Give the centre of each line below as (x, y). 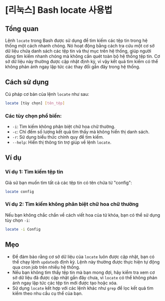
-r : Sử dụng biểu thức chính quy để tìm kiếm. (58, 137)
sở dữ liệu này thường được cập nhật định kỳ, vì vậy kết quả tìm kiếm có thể (82, 61)
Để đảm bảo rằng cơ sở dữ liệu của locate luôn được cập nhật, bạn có (83, 257)
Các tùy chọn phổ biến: (33, 115)
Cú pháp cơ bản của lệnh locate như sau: (47, 94)
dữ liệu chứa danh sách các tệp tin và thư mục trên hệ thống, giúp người (78, 51)
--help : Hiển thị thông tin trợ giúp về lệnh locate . (62, 142)
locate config (20, 191)
